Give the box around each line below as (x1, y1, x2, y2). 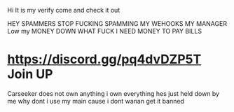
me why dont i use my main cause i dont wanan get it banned (7, 97, 184, 105)
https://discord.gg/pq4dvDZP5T (7, 52, 202, 67)
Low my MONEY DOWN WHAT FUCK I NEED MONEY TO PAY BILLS (7, 27, 202, 35)
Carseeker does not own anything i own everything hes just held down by (7, 89, 219, 97)
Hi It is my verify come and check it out (7, 6, 121, 14)
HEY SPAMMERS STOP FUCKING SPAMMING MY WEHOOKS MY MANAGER (7, 20, 228, 27)
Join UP (7, 66, 53, 83)
